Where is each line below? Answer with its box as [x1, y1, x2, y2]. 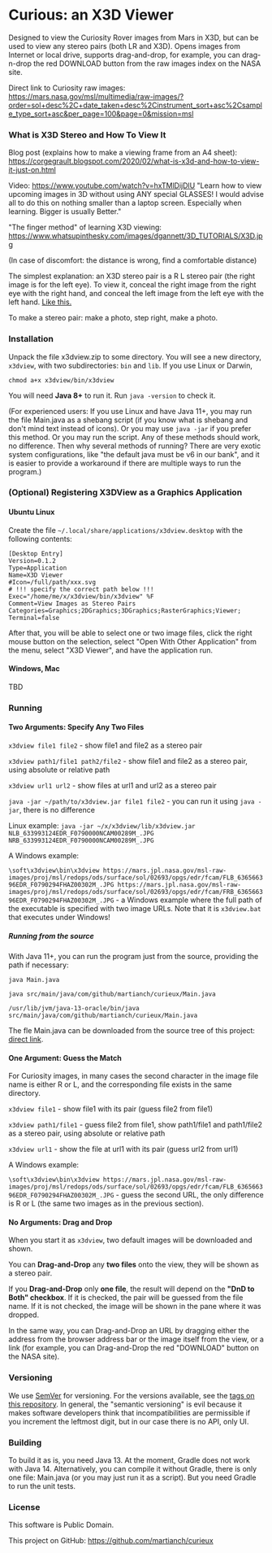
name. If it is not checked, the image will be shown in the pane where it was [8, 1302, 261, 1311]
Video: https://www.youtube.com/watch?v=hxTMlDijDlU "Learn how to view [8, 181, 262, 190]
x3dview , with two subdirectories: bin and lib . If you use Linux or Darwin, [8, 360, 253, 370]
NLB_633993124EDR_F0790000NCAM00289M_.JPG [8, 829, 154, 837]
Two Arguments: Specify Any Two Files [8, 722, 145, 732]
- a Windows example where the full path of [115, 895, 262, 905]
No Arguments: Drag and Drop [8, 1217, 113, 1227]
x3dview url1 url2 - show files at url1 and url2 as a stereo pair [8, 780, 217, 790]
